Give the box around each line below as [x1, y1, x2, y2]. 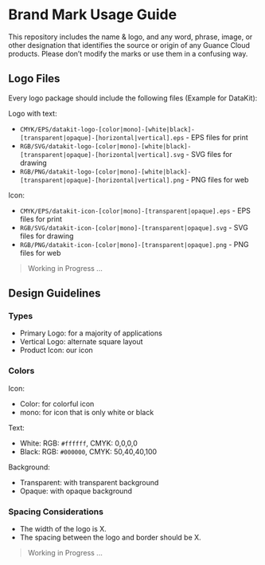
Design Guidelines [8, 287, 101, 300]
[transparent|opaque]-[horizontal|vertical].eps [19, 134, 185, 142]
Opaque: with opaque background [19, 486, 133, 496]
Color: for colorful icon [19, 398, 95, 408]
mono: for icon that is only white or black [19, 407, 154, 417]
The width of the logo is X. [19, 524, 107, 534]
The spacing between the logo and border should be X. [19, 532, 201, 543]
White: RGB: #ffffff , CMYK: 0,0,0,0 [19, 438, 138, 448]
